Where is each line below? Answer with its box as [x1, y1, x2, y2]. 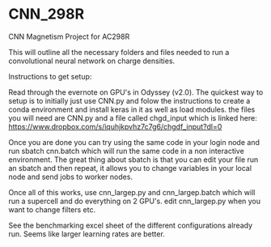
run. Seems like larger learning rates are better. [8, 228, 166, 239]
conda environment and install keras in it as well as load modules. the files [8, 104, 256, 114]
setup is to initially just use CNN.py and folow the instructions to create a [8, 96, 251, 105]
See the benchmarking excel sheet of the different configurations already [8, 220, 253, 230]
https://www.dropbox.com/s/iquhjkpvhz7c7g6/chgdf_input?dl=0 [8, 121, 222, 131]
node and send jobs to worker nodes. [8, 172, 133, 181]
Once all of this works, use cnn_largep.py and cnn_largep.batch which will [8, 187, 256, 197]
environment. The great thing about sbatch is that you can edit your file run [8, 155, 259, 164]
